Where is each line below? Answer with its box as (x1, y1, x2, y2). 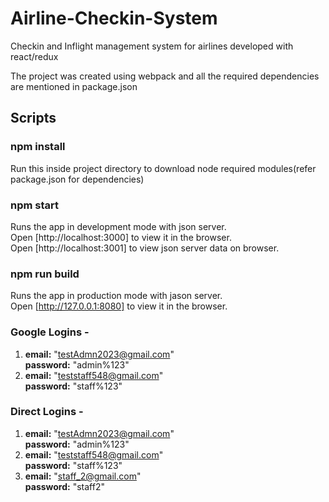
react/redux (10, 50, 59, 62)
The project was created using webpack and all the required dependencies (10, 70, 320, 82)
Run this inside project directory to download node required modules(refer (10, 162, 317, 174)
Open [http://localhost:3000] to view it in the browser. (10, 231, 232, 243)
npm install (10, 140, 66, 154)
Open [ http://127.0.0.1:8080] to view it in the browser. (10, 300, 228, 312)
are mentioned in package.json (10, 80, 138, 92)
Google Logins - (10, 325, 90, 339)
